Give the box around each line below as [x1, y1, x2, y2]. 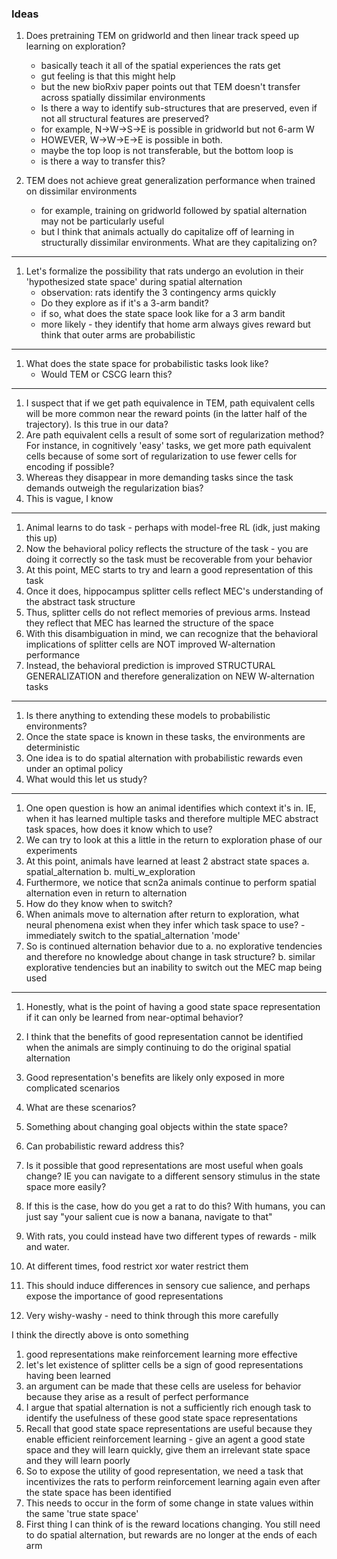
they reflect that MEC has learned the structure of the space [25, 617, 274, 629]
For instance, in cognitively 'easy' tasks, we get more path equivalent [25, 440, 311, 452]
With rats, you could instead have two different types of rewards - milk [25, 1230, 317, 1242]
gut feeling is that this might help [40, 70, 176, 82]
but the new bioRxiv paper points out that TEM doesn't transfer [40, 81, 301, 93]
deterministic [25, 742, 81, 754]
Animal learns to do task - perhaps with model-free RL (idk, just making [25, 522, 321, 534]
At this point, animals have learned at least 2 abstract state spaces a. [25, 855, 310, 867]
